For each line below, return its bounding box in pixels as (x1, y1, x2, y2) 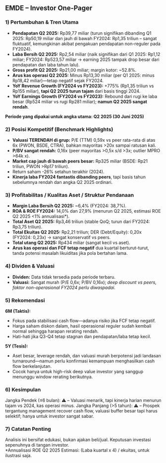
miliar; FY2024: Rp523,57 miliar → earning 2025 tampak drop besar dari (12, 57, 160, 62)
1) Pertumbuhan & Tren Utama (5, 19, 79, 26)
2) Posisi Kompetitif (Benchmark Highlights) (5, 126, 113, 133)
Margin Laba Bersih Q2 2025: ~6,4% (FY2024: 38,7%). (12, 203, 127, 209)
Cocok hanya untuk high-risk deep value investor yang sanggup (12, 368, 144, 374)
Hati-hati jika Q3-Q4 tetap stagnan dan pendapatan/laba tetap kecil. (12, 333, 151, 339)
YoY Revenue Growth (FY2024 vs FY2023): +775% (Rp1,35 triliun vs (12, 83, 154, 89)
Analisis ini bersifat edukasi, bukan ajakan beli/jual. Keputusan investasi (5, 437, 151, 443)
